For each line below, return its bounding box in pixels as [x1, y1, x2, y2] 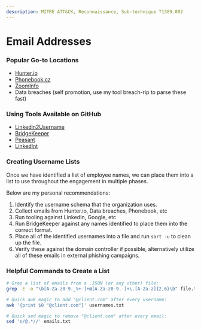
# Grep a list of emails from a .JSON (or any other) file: [6, 280, 160, 286]
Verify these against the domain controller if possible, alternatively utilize [14, 245, 194, 252]
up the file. [14, 239, 42, 246]
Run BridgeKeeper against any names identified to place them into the [14, 220, 188, 227]
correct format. [14, 226, 53, 234]
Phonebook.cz [14, 76, 51, 83]
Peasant [14, 136, 35, 144]
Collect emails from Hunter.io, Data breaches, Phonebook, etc [14, 207, 167, 214]
